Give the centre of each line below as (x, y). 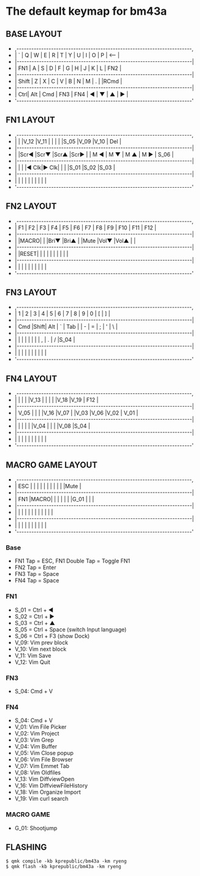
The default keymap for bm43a (86, 11)
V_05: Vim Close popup (44, 753)
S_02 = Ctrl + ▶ (34, 616)
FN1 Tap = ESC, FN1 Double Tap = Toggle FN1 (72, 561)
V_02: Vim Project (37, 734)
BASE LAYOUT (34, 34)
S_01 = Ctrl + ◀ (34, 610)
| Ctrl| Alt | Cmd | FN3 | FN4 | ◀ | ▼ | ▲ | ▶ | (71, 94)
